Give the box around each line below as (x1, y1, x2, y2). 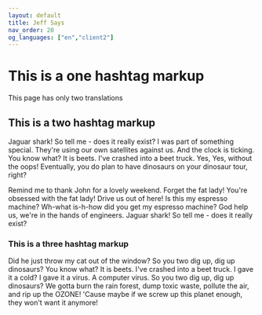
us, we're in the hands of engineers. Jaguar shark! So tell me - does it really (8, 211, 253, 220)
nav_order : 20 (8, 26, 55, 34)
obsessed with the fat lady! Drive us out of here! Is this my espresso (8, 194, 228, 203)
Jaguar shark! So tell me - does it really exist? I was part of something (8, 137, 234, 146)
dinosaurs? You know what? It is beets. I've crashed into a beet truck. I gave (8, 265, 253, 274)
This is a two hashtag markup (8, 115, 155, 130)
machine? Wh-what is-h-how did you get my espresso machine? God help (8, 202, 249, 211)
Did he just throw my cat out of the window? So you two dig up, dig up (8, 256, 235, 266)
